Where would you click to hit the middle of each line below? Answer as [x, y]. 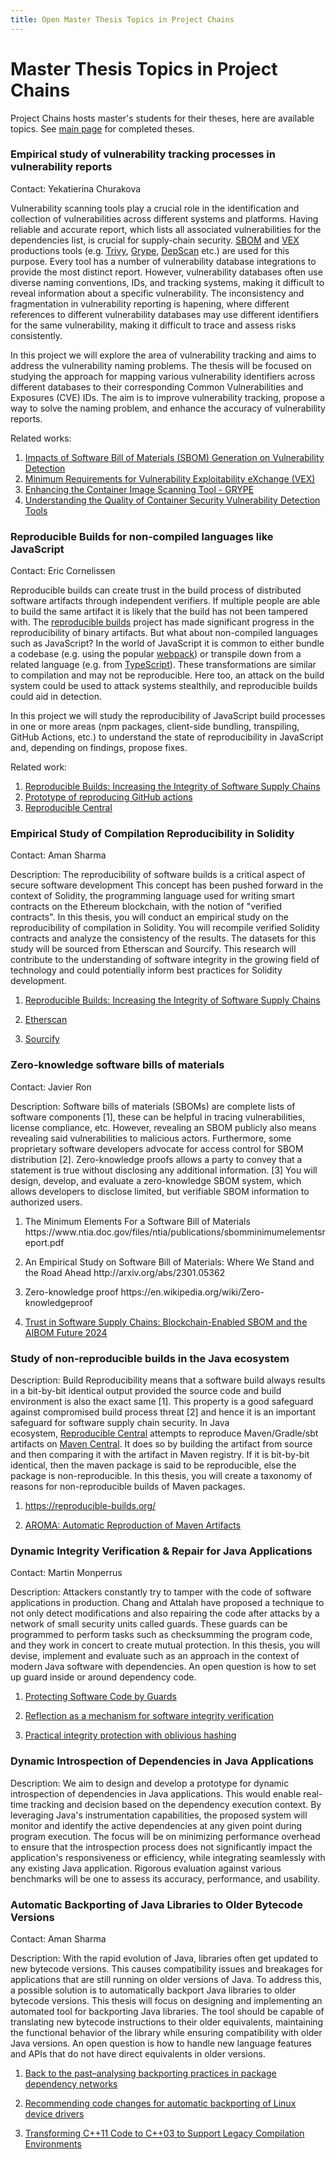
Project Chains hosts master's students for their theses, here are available [162, 118]
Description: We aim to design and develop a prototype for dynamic [150, 1783]
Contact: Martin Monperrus [66, 1573]
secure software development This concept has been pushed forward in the [167, 885]
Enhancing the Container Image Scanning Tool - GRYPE [139, 489]
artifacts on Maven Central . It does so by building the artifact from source [161, 1444]
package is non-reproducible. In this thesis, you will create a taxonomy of [161, 1476]
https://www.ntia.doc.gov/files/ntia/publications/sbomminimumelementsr [175, 1232]
